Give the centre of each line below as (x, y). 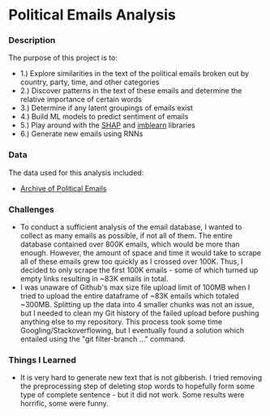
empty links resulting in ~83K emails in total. (94, 279)
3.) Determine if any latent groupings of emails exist (106, 108)
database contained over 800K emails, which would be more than (130, 244)
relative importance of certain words (81, 100)
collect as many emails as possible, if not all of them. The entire (126, 236)
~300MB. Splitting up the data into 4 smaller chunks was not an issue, (137, 305)
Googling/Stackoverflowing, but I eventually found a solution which (132, 331)
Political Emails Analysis (92, 15)
